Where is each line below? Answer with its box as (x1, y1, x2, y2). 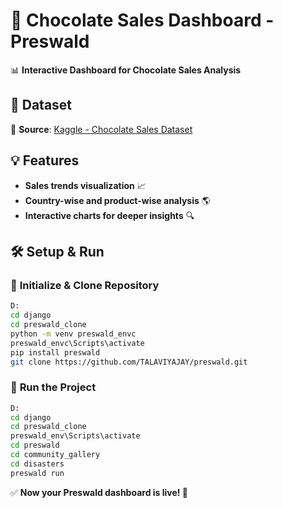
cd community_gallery (10, 450, 101, 460)
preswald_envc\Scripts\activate (10, 338, 145, 348)
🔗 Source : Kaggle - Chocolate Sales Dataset (10, 123, 193, 135)
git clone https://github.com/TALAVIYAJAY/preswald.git (10, 357, 248, 367)
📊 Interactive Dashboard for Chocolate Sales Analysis (10, 64, 242, 76)
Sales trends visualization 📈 (24, 179, 147, 191)
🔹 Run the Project (10, 380, 97, 394)
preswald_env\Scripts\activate (10, 431, 141, 441)
